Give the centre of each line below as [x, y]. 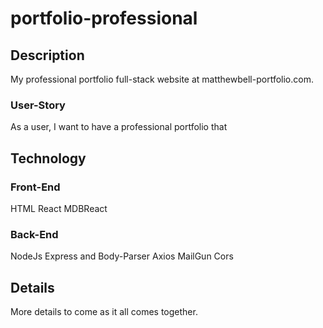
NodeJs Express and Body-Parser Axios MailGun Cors [122, 256]
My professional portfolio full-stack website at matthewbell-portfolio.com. [162, 79]
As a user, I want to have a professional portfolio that [119, 127]
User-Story [38, 105]
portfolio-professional [104, 18]
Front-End [35, 187]
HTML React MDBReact [59, 208]
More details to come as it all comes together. [104, 312]
